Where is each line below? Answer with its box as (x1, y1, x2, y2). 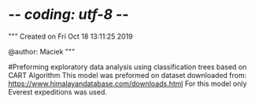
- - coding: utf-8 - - (8, 6, 129, 24)
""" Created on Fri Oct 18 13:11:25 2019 (8, 32, 134, 41)
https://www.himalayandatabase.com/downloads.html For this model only (8, 79, 247, 88)
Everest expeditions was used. (8, 87, 108, 96)
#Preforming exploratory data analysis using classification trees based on (8, 61, 247, 72)
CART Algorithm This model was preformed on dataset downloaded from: (8, 70, 247, 80)
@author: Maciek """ (8, 46, 76, 56)
